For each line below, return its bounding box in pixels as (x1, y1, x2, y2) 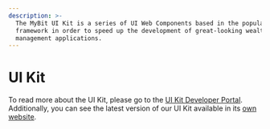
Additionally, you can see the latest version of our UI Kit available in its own (8, 103, 257, 113)
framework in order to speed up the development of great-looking (15, 26, 243, 34)
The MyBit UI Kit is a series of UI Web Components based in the (15, 19, 239, 27)
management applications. (15, 34, 103, 42)
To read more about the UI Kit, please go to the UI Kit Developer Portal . (8, 95, 243, 105)
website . (8, 112, 37, 122)
